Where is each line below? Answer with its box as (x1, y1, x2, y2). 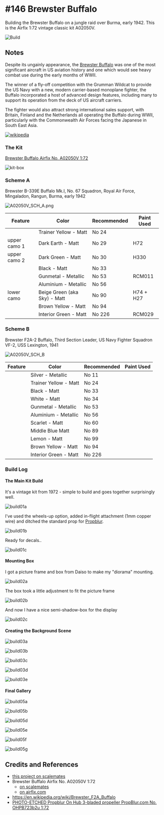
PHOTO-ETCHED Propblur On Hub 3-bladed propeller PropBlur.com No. (12, 799, 157, 805)
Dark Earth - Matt (38, 240, 79, 247)
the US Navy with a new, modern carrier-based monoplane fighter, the (5, 87, 146, 93)
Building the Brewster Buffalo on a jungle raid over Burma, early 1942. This (5, 20, 155, 25)
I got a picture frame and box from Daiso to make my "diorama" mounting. (5, 569, 154, 575)
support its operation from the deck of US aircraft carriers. (5, 97, 123, 103)
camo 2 (7, 257, 25, 264)
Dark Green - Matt (38, 254, 81, 261)
